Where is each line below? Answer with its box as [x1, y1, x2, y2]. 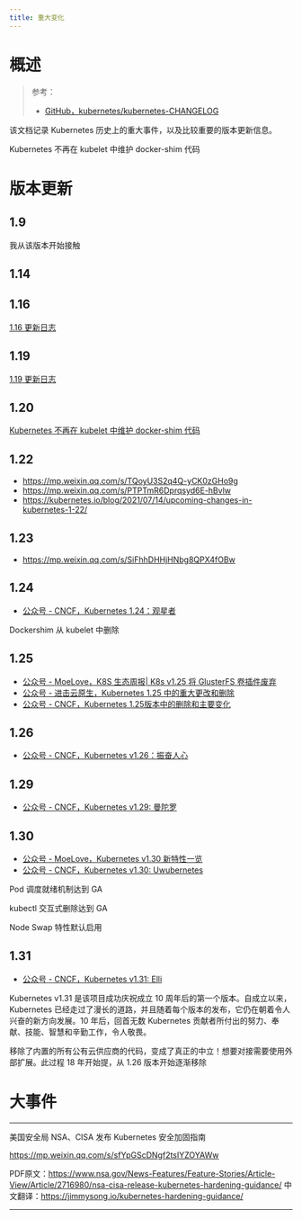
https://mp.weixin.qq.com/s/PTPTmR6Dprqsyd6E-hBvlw [22, 485, 232, 496]
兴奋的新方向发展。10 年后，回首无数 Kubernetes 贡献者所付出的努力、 [9, 1015, 272, 1026]
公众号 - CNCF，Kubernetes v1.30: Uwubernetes [22, 865, 204, 875]
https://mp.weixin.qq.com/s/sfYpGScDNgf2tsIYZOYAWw [9, 1149, 219, 1161]
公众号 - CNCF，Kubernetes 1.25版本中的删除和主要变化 [22, 698, 231, 709]
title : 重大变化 [9, 13, 65, 22]
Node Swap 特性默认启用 [9, 922, 102, 933]
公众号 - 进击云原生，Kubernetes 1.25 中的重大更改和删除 [22, 687, 235, 698]
